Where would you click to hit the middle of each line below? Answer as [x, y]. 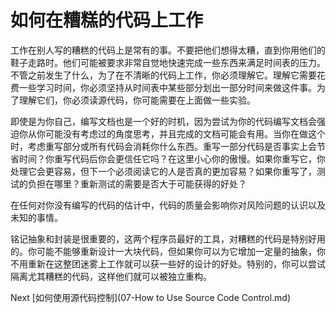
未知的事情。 [36, 217]
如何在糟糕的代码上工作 [107, 20]
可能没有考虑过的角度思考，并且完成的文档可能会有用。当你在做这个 [185, 133]
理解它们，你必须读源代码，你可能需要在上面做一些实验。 [137, 100]
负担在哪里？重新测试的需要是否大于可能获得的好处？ [137, 183]
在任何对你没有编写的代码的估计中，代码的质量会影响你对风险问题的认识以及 [168, 205]
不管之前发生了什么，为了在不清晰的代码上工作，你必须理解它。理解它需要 [163, 75]
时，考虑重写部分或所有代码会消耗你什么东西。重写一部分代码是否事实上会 [163, 146]
